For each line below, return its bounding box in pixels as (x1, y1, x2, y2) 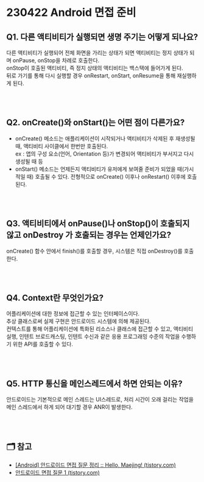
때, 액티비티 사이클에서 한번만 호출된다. (15, 142, 108, 149)
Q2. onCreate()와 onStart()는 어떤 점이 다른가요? (6, 117, 185, 128)
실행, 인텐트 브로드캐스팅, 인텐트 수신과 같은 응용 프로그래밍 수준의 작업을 (6, 333, 180, 340)
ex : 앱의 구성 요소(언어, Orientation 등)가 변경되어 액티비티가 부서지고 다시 (15, 150, 194, 157)
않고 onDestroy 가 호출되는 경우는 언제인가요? (6, 230, 172, 240)
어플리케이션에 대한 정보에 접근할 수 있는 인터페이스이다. (6, 310, 140, 317)
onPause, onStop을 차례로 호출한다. (12, 57, 100, 64)
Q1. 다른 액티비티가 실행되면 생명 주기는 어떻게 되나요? (6, 32, 199, 42)
